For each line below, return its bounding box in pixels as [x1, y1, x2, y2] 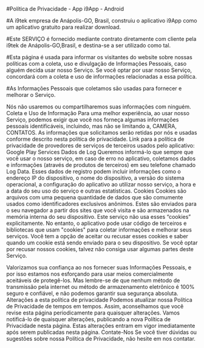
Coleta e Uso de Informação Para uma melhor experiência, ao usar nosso [6, 110, 190, 116]
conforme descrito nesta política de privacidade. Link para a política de [6, 135, 185, 143]
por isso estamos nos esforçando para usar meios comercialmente [6, 271, 174, 277]
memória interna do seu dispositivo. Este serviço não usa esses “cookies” [6, 213, 191, 220]
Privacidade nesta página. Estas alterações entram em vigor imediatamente [6, 322, 195, 329]
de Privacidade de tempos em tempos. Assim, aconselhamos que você [6, 303, 184, 310]
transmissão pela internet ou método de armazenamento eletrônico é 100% [6, 283, 195, 290]
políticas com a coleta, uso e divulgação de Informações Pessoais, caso [6, 60, 187, 67]
